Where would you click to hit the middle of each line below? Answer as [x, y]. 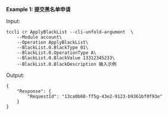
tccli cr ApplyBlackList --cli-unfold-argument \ [70, 32]
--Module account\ [39, 37]
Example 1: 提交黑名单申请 [38, 9]
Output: [15, 75]
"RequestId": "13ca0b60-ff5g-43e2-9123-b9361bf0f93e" [95, 97]
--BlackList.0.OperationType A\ [56, 53]
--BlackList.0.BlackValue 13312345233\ [66, 58]
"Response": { [34, 91]
